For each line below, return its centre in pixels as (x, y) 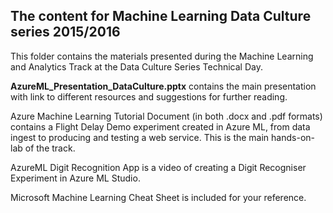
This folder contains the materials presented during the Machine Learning (162, 56)
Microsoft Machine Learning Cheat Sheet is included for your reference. (158, 197)
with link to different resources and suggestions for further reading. (149, 96)
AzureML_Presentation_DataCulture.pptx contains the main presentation (163, 86)
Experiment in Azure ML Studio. (75, 178)
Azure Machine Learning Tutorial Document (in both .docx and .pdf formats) (166, 116)
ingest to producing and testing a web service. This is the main (140, 137)
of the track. (50, 148)
